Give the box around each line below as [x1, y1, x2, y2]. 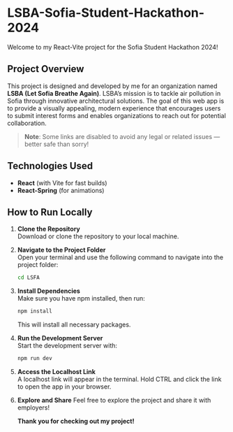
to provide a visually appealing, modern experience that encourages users [7, 103, 221, 113]
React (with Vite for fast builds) [17, 178, 107, 187]
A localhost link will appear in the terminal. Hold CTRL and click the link [17, 375, 222, 383]
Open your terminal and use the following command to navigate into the [17, 253, 224, 261]
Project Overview [7, 63, 84, 75]
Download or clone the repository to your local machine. [17, 232, 179, 240]
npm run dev [17, 355, 52, 362]
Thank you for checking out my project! [17, 417, 135, 425]
